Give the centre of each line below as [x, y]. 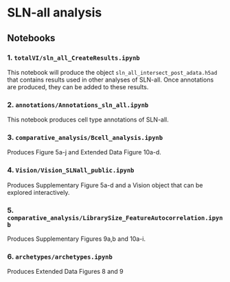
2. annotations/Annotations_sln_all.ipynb [78, 104]
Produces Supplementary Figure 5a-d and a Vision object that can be [105, 185]
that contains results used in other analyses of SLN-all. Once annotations [111, 80]
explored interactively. [38, 192]
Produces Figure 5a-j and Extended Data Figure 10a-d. [84, 152]
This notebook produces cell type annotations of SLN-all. [88, 120]
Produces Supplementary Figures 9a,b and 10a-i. [77, 239]
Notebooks [31, 38]
